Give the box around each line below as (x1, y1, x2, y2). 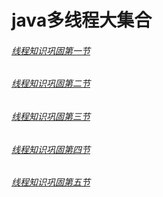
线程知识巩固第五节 (11, 176, 91, 188)
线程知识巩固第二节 (11, 77, 91, 90)
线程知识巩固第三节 (11, 111, 91, 122)
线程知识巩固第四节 (11, 143, 91, 155)
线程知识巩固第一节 (11, 44, 91, 56)
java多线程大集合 (11, 9, 153, 32)
